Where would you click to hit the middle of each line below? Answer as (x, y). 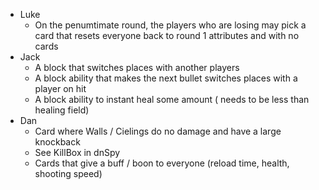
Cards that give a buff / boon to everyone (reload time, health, (162, 163)
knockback (57, 142)
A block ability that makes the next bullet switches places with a (166, 78)
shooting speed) (68, 173)
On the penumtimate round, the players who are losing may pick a (170, 25)
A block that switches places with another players (137, 67)
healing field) (62, 110)
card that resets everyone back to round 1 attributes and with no (167, 35)
